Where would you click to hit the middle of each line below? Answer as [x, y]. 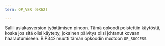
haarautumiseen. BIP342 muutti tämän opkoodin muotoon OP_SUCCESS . [76, 38]
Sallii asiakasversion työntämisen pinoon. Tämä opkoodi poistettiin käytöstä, [83, 28]
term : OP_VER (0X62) [27, 10]
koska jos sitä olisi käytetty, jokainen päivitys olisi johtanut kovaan [72, 33]
